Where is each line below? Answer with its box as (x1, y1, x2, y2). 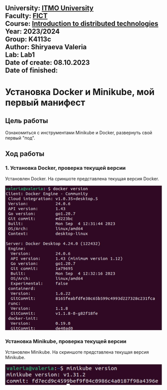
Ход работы (5, 149, 45, 158)
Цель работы (5, 117, 48, 125)
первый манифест (5, 97, 85, 108)
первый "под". (5, 135, 36, 141)
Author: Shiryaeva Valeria (5, 43, 87, 51)
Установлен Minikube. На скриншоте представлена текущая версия (5, 349, 149, 355)
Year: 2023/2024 (5, 27, 60, 36)
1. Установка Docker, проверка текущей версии (5, 164, 126, 171)
